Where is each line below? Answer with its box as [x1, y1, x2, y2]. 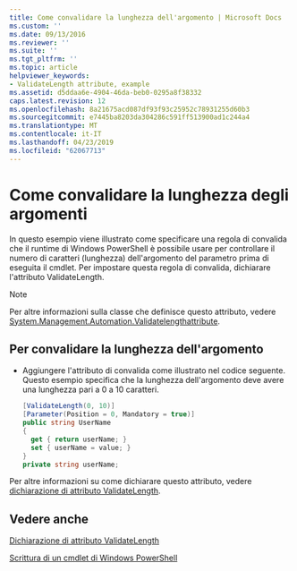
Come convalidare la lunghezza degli [9, 184, 289, 205]
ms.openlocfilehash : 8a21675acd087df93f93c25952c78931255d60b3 [9, 105, 250, 114]
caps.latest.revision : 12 [9, 96, 106, 106]
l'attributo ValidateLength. [9, 271, 105, 282]
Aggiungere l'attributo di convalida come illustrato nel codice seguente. [21, 365, 286, 376]
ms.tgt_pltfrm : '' [9, 55, 78, 64]
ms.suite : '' [9, 47, 58, 55]
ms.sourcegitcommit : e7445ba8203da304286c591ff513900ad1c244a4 [9, 113, 250, 122]
